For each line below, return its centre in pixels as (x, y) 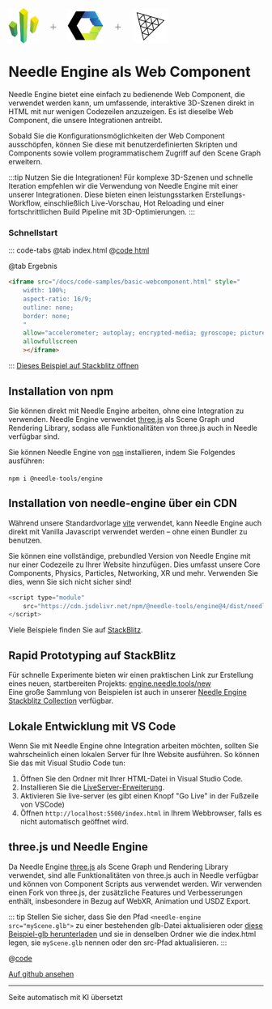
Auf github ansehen (41, 973)
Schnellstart (33, 232)
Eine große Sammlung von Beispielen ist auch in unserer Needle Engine (127, 692)
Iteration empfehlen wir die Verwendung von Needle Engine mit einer (123, 185)
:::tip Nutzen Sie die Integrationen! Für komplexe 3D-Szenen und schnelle (131, 177)
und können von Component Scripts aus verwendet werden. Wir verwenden (135, 883)
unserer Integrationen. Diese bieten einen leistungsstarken (106, 194)
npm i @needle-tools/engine (56, 479)
